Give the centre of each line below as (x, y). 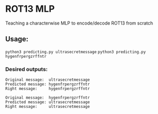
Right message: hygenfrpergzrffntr (48, 89)
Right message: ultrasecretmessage (48, 107)
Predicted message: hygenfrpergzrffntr (48, 84)
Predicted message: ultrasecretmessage (48, 102)
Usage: (17, 39)
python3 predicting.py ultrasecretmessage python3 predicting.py (76, 52)
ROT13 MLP (30, 9)
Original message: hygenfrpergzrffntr (48, 98)
